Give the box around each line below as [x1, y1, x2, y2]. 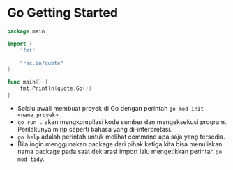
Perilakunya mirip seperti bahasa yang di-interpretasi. [17, 125, 172, 133]
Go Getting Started [7, 5, 119, 21]
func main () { [7, 79, 49, 86]
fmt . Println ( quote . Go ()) [20, 85, 92, 92]
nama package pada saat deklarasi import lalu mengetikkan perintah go [17, 147, 223, 155]
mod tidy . [17, 155, 45, 163]
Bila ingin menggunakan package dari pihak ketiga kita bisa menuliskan [17, 139, 223, 148]
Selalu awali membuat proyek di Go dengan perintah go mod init [17, 104, 204, 112]
